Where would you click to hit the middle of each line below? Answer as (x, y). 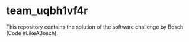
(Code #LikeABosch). (32, 33)
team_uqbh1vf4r (47, 11)
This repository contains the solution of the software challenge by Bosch (95, 27)
